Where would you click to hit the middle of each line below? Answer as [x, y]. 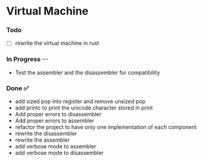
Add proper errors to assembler [55, 121]
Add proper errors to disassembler [58, 114]
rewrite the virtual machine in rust [57, 43]
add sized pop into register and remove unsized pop [80, 102]
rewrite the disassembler [46, 134]
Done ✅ [18, 88]
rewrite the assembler [42, 140]
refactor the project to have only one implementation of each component [106, 127]
